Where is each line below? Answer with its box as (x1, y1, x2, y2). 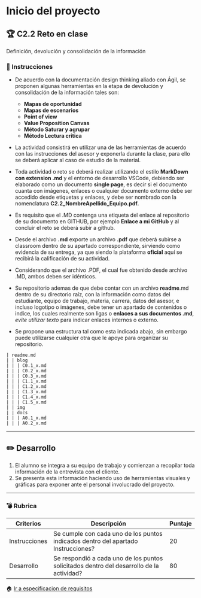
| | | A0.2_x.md (6, 420, 47, 426)
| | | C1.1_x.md (6, 378, 47, 384)
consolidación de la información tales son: (14, 89, 120, 96)
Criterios (16, 520, 41, 528)
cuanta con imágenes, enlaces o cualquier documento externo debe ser (14, 187, 193, 195)
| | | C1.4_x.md (6, 394, 47, 400)
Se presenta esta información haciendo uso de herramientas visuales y (14, 475, 190, 482)
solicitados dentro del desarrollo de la (53, 561, 159, 570)
